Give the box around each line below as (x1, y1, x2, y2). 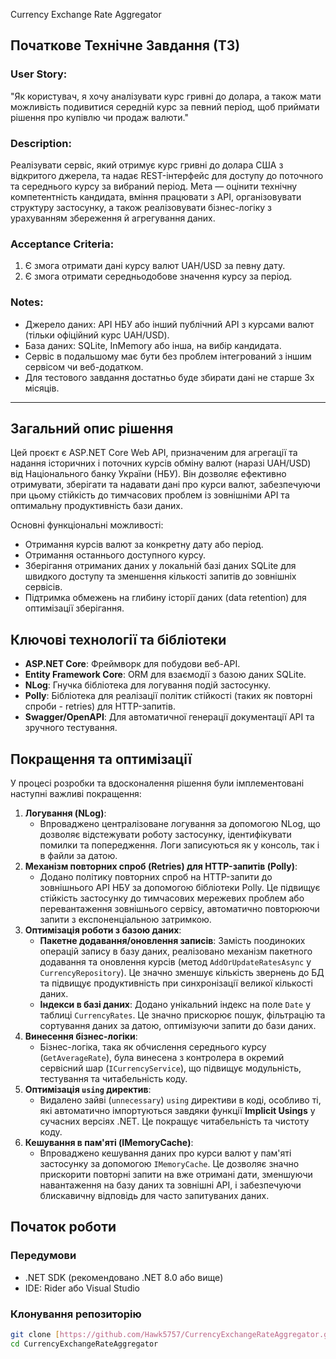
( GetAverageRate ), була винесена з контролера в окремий (39, 1052, 285, 1064)
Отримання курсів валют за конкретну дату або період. (24, 539, 264, 551)
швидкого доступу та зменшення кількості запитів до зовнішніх (24, 570, 297, 583)
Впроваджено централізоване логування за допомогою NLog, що (39, 818, 321, 830)
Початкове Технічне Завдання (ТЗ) (10, 37, 241, 54)
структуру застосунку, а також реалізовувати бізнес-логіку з (10, 201, 272, 213)
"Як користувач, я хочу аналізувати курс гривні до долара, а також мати (10, 90, 322, 102)
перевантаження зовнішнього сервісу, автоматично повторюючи (39, 903, 320, 915)
